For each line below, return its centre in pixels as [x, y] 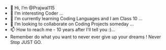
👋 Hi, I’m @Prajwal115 [32, 8]
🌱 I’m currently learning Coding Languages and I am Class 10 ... [76, 18]
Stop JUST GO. [26, 42]
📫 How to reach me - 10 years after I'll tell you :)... [63, 30]
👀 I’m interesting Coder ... [37, 13]
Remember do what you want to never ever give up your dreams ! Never [86, 37]
